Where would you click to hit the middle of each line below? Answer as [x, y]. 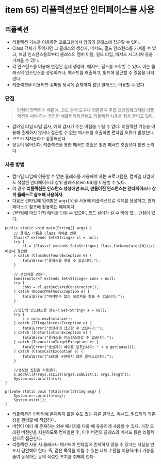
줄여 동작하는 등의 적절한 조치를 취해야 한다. [54, 456]
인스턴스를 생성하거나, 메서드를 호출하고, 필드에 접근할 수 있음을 [85, 73]
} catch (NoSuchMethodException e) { [52, 291]
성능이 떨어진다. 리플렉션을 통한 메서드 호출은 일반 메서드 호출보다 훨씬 [79, 145]
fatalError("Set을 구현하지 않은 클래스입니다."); [68, 356]
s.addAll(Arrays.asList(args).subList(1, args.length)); [72, 374]
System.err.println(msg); [40, 396]
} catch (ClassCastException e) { [48, 351]
